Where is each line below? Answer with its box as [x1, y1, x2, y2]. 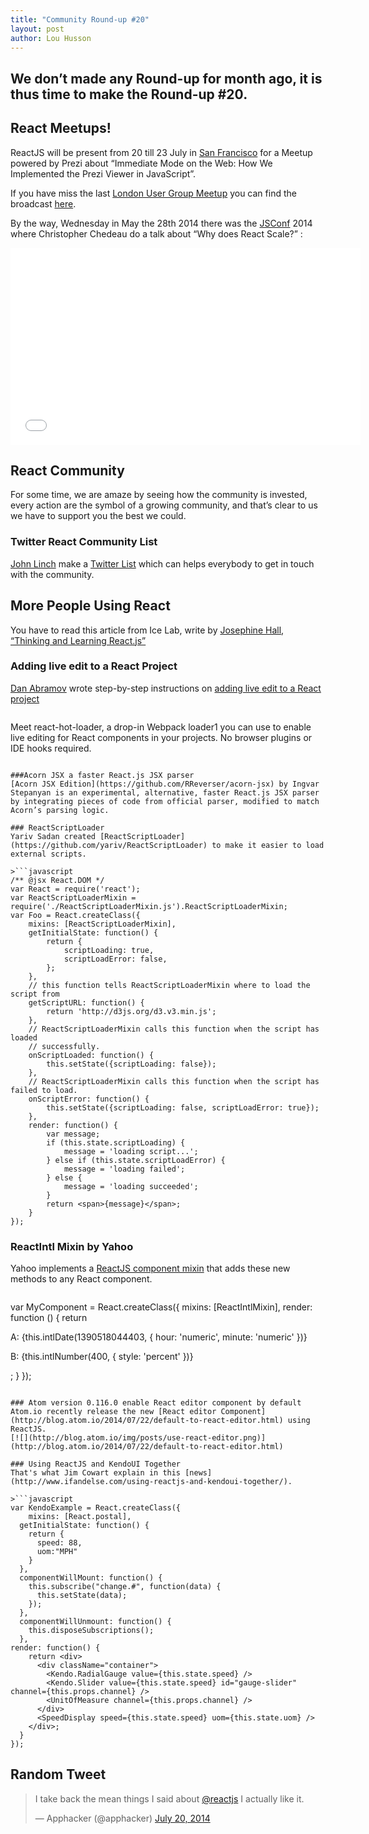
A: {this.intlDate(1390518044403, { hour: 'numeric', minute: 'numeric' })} [10, 1331, 308, 1343]
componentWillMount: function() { [19, 1573, 163, 1583]
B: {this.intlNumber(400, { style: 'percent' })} [10, 1351, 194, 1363]
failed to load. [10, 1085, 78, 1095]
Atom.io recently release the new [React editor [10, 1407, 217, 1417]
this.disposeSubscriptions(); [28, 1626, 155, 1636]
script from [10, 989, 60, 999]
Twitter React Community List [10, 535, 158, 549]
